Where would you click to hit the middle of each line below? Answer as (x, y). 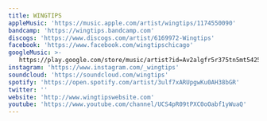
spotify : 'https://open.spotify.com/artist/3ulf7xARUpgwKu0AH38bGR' (124, 82)
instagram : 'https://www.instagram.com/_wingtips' (94, 68)
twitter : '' (28, 90)
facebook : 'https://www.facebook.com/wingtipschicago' (101, 45)
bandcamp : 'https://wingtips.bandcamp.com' (81, 30)
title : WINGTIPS (35, 16)
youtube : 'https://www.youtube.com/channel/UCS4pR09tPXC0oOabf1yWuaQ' (128, 104)
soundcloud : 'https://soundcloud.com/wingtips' (89, 75)
